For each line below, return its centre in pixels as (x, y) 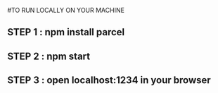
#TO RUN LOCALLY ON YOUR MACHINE (66, 10)
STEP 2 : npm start (49, 56)
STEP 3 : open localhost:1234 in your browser (109, 80)
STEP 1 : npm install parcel (66, 32)
